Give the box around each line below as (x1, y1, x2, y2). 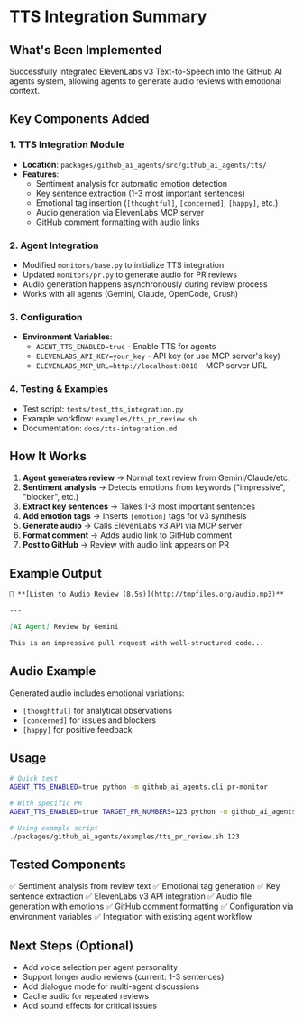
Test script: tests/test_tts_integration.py (22, 403, 184, 414)
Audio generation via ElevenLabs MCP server (35, 207, 205, 217)
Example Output (9, 566, 102, 581)
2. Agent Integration (9, 239, 99, 252)
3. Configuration (9, 310, 83, 323)
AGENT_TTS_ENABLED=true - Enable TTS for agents (35, 341, 216, 352)
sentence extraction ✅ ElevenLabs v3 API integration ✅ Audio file (9, 891, 252, 902)
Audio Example (9, 663, 96, 679)
